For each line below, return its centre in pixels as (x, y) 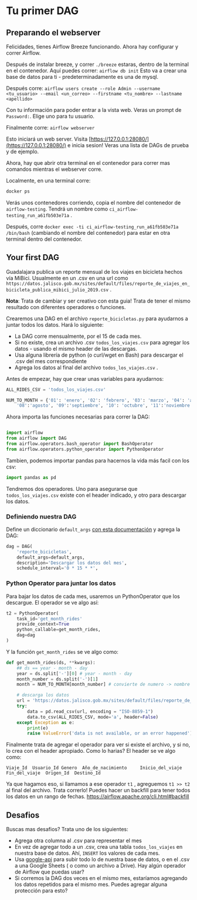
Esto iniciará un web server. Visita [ (48, 139)
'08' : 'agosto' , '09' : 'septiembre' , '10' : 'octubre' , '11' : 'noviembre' (105, 406)
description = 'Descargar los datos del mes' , (72, 563)
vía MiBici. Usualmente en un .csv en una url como (67, 278)
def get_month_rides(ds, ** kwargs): (51, 662)
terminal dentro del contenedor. (44, 239)
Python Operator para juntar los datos (61, 583)
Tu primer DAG (43, 11)
